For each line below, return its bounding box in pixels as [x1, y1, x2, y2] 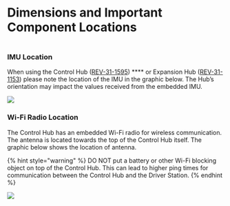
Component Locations [7, 19, 137, 35]
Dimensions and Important [7, 5, 163, 21]
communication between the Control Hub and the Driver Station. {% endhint [7, 171, 222, 179]
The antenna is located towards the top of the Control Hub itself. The [7, 136, 202, 144]
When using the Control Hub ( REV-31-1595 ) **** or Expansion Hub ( [7, 68, 200, 76]
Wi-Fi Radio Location [7, 112, 79, 122]
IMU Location [7, 52, 53, 61]
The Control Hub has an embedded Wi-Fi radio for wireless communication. [7, 128, 222, 136]
